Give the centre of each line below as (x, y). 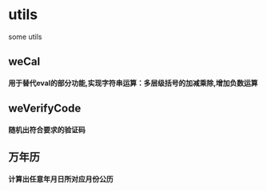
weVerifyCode (45, 109)
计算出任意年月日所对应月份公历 (61, 179)
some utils (25, 37)
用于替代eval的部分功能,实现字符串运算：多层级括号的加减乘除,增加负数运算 (133, 83)
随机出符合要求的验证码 (47, 130)
